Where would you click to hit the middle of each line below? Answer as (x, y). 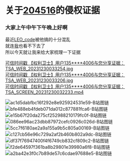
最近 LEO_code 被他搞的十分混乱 (38, 40)
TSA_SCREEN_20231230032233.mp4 (45, 92)
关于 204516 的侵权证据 (53, 10)
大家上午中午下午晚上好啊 (36, 27)
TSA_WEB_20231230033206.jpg (39, 80)
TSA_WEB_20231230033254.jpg (39, 69)
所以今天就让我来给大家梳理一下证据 (43, 52)
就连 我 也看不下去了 (25, 46)
